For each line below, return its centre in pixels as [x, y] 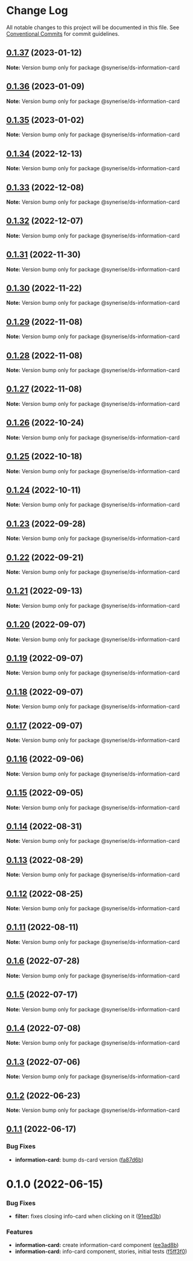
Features [20, 1232]
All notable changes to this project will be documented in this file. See [93, 27]
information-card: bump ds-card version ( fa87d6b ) [79, 1160]
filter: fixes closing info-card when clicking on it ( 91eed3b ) [88, 1216]
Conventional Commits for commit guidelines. [63, 33]
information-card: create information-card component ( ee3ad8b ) [97, 1245]
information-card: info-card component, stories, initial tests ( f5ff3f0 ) [101, 1251]
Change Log [37, 11]
